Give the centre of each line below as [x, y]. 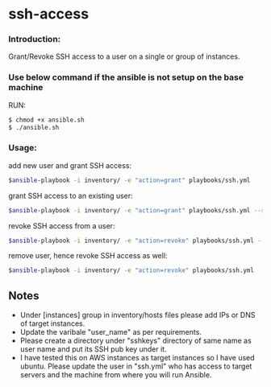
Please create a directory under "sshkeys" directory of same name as [135, 341]
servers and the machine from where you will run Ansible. [116, 375]
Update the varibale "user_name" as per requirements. [110, 332]
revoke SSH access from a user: [62, 225]
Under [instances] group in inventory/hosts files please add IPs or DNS [138, 315]
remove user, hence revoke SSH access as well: [88, 256]
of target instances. [52, 323]
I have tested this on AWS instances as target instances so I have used [138, 358]
